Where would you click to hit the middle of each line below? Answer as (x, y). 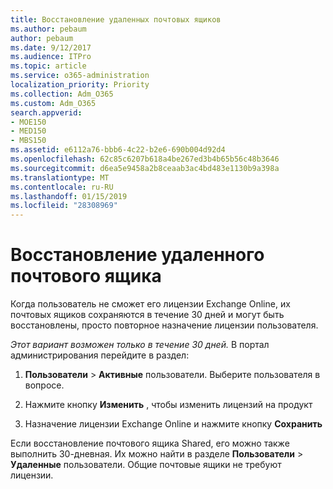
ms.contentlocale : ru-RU (62, 187)
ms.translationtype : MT (60, 177)
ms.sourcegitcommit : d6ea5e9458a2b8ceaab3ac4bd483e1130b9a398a (145, 168)
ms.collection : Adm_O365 (62, 94)
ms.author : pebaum (48, 29)
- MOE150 (28, 122)
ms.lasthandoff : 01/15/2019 (69, 196)
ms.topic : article (48, 66)
